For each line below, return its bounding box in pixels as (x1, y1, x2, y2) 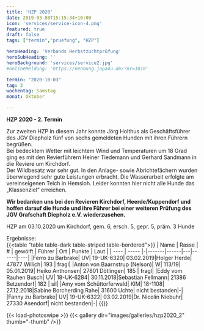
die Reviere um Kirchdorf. (6, 160, 71, 167)
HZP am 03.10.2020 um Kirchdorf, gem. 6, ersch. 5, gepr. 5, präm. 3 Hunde (6, 223, 195, 230)
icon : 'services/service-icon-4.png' (6, 20, 103, 26)
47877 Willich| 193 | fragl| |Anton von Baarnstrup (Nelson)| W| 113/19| (6, 261, 181, 268)
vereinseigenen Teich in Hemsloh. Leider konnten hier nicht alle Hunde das (6, 180, 195, 187)
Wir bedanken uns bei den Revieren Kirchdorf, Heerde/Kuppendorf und (6, 198, 191, 205)
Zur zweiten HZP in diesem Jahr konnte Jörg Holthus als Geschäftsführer (6, 128, 191, 135)
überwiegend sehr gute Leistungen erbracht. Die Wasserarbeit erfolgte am (6, 173, 194, 180)
